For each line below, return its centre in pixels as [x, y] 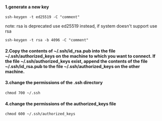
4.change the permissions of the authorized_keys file [61, 104]
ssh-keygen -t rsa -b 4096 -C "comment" [47, 40]
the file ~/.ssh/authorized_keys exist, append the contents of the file [76, 61]
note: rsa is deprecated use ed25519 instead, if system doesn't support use [81, 26]
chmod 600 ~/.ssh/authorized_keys [40, 114]
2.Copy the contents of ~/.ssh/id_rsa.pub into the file [60, 51]
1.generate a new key [27, 7]
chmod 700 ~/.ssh [23, 93]
